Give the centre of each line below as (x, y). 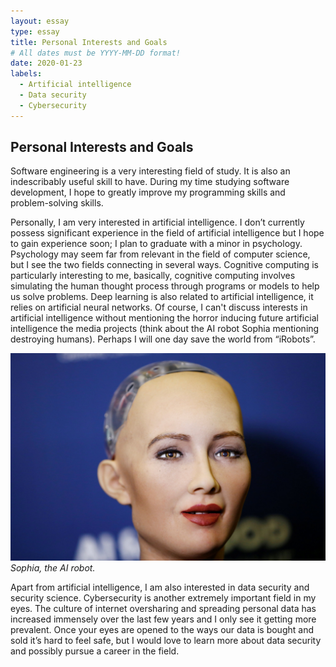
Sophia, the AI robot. (53, 568)
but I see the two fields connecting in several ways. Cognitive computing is (164, 265)
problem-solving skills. (57, 203)
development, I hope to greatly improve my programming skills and (148, 192)
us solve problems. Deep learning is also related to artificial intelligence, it (162, 297)
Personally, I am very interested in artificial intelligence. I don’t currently (157, 222)
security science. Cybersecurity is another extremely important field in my (163, 598)
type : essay (35, 31)
